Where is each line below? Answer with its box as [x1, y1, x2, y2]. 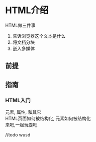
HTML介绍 [5, 5, 49, 16]
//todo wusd [5, 132, 31, 138]
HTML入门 [5, 97, 31, 104]
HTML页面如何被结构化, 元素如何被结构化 [5, 115, 91, 121]
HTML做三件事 [5, 22, 36, 28]
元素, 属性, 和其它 [5, 109, 41, 115]
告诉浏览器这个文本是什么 [12, 33, 66, 39]
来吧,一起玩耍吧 [5, 122, 38, 128]
